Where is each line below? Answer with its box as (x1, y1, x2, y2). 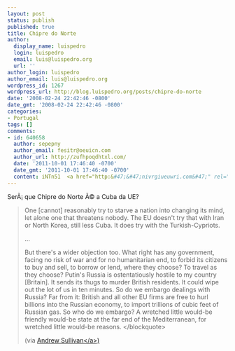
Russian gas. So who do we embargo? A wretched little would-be (24, 308, 213, 316)
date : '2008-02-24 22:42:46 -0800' (7, 95, 111, 102)
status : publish (7, 17, 55, 24)
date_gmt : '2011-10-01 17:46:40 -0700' (13, 166, 130, 174)
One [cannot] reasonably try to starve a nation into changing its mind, (24, 206, 225, 214)
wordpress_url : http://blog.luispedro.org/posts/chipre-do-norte (7, 88, 201, 95)
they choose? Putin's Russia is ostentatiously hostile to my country (24, 270, 217, 279)
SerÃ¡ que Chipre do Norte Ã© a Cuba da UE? (7, 192, 140, 200)
